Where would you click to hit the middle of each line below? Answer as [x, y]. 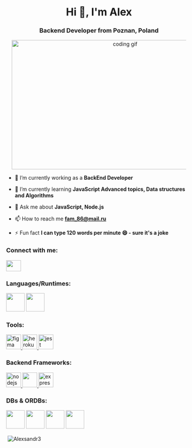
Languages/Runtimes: [39, 283]
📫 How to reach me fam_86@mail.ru [60, 219]
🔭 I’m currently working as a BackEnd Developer [74, 178]
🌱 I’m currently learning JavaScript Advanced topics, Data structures [100, 189]
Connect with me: [32, 251]
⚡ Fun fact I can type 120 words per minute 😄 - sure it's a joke [92, 233]
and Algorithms [34, 196]
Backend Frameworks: [39, 363]
